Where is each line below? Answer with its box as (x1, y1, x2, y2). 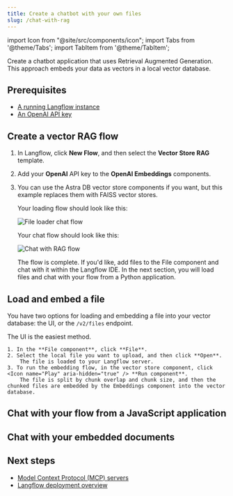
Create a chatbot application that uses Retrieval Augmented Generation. (7, 56, 214, 65)
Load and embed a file (7, 293, 106, 305)
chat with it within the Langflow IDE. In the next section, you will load (17, 265, 214, 274)
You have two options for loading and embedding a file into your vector (7, 311, 211, 320)
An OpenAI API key (17, 110, 72, 118)
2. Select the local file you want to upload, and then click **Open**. (7, 352, 223, 359)
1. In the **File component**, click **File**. (7, 346, 148, 352)
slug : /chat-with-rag (7, 17, 70, 24)
